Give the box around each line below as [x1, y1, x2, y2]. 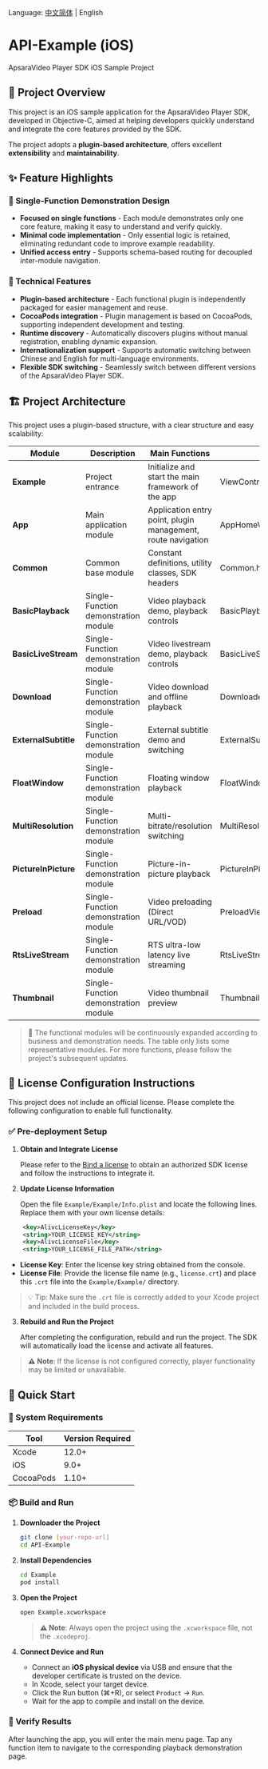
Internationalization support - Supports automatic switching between [19, 345, 251, 354]
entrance [85, 481, 120, 492]
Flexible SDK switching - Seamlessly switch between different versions [19, 362, 257, 371]
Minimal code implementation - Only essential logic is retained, [19, 230, 231, 240]
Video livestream [147, 638, 211, 649]
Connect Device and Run [19, 1647, 104, 1656]
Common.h [219, 562, 262, 573]
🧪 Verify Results [8, 1716, 72, 1727]
